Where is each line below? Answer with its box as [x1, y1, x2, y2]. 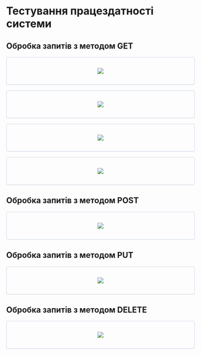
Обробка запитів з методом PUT [6, 250, 133, 260]
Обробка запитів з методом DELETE [6, 305, 148, 315]
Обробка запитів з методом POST [6, 195, 139, 206]
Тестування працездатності [6, 4, 154, 18]
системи [6, 17, 52, 31]
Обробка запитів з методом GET [6, 41, 133, 51]
